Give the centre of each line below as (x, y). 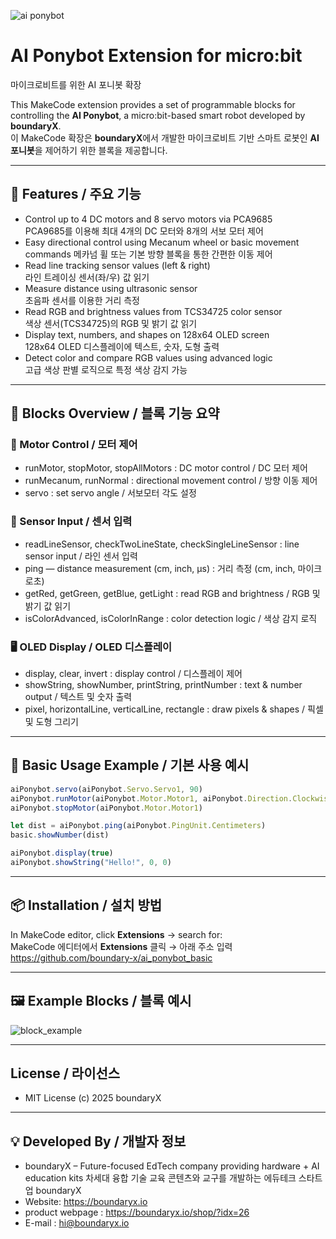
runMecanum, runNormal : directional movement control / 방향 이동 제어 (171, 481)
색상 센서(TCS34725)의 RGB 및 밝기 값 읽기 (111, 323)
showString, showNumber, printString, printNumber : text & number (163, 685)
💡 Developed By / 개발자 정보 (98, 1141)
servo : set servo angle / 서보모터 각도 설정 (110, 493)
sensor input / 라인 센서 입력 (81, 556)
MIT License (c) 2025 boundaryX (93, 1098)
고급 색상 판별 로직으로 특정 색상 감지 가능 (106, 369)
